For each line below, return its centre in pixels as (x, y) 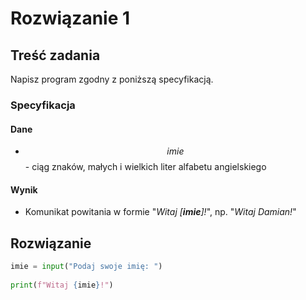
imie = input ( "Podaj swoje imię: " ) (86, 267)
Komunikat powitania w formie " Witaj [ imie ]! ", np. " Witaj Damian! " (160, 212)
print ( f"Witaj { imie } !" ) (62, 285)
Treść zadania (55, 55)
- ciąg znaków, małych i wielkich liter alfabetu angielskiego (145, 167)
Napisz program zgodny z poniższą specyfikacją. (112, 79)
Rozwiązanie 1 (70, 18)
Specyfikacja (43, 105)
